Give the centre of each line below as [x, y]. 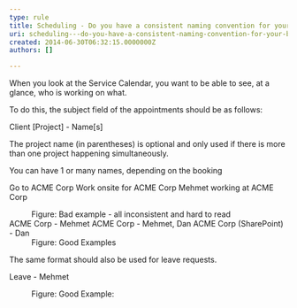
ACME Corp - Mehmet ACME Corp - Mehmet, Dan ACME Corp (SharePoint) [147, 224]
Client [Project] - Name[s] [56, 127]
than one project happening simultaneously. [89, 154]
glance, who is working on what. [68, 93]
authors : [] [31, 50]
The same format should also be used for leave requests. [113, 260]
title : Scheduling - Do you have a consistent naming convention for [140, 26]
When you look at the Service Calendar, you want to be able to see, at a [139, 83]
